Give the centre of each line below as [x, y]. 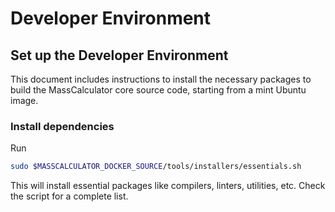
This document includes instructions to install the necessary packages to [161, 79]
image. [24, 100]
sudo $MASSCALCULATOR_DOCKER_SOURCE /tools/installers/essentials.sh [156, 167]
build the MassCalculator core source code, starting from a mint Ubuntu [158, 90]
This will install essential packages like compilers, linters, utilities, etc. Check [168, 186]
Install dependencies [62, 126]
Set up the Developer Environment [119, 55]
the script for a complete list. [69, 196]
